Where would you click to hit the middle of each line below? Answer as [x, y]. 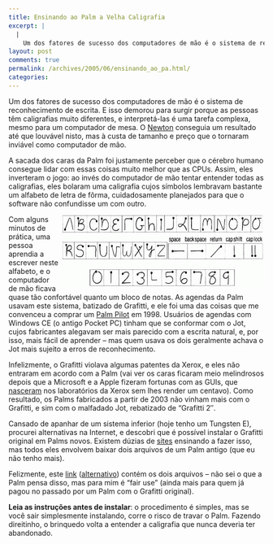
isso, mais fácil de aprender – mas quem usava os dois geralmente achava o [136, 340]
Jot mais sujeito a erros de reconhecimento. [82, 349]
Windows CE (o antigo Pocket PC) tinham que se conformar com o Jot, [127, 323]
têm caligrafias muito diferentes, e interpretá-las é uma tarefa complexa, [130, 119]
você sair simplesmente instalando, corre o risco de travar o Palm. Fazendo [135, 516]
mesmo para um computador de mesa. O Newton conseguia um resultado [132, 127]
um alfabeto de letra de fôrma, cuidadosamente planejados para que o [126, 194]
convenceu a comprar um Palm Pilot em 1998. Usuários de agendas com [130, 314]
